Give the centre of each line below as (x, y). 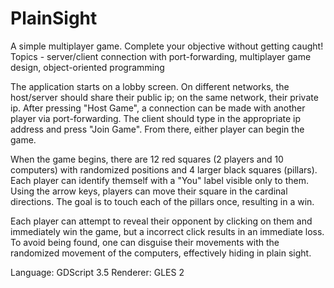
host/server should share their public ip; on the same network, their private (164, 97)
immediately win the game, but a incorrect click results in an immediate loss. (167, 231)
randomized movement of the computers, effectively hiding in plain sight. (161, 253)
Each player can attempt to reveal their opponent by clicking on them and (161, 221)
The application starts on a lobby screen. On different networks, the (150, 86)
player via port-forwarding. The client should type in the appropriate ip (156, 118)
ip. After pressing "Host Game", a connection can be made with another (158, 108)
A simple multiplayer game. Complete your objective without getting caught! (167, 46)
